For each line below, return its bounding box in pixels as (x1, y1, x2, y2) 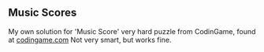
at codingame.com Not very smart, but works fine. (8, 35, 172, 44)
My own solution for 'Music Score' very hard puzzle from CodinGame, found (8, 26, 256, 36)
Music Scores (8, 6, 77, 19)
